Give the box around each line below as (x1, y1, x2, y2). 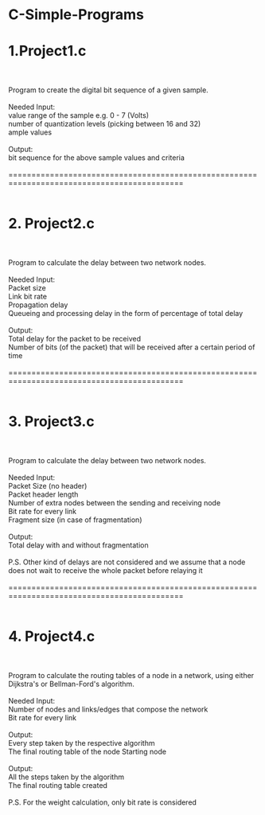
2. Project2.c (8, 215, 95, 232)
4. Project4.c (8, 627, 95, 645)
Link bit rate (8, 292, 48, 302)
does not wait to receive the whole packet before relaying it (8, 566, 203, 575)
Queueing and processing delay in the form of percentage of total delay (8, 309, 244, 318)
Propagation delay (8, 300, 68, 310)
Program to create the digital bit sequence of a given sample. (8, 85, 208, 95)
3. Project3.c (8, 412, 95, 431)
